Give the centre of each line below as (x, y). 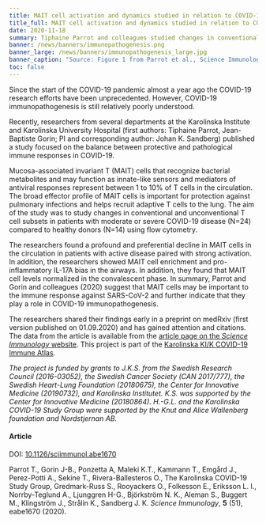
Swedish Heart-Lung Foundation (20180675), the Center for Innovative (124, 385)
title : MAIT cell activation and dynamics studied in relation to (120, 15)
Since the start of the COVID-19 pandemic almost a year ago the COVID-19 (130, 89)
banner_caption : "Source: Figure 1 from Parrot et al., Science (117, 60)
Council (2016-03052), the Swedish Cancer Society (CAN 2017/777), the (127, 376)
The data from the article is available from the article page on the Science (128, 335)
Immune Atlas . (32, 352)
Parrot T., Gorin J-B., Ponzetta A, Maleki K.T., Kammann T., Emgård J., (123, 469)
